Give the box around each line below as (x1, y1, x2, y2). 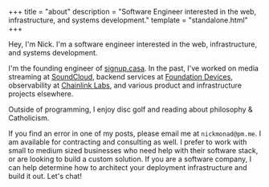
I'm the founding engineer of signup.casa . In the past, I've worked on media (8, 63, 259, 73)
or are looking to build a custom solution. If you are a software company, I (8, 154, 252, 164)
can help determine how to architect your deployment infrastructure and (8, 163, 247, 172)
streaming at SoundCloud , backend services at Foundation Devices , (8, 72, 233, 81)
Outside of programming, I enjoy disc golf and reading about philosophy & (8, 104, 253, 114)
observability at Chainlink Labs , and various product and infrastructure (8, 80, 243, 90)
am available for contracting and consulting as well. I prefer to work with (8, 137, 247, 147)
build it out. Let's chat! (8, 172, 83, 181)
